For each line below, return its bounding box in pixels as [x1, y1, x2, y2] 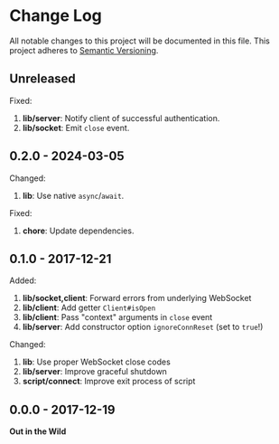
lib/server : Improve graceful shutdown [22, 366, 167, 377]
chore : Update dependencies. [22, 225, 135, 236]
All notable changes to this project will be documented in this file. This [9, 35, 271, 46]
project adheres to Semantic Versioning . [9, 44, 159, 55]
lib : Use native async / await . [22, 190, 125, 201]
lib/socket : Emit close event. [22, 122, 130, 133]
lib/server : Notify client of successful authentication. [22, 112, 220, 123]
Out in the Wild [9, 426, 67, 437]
